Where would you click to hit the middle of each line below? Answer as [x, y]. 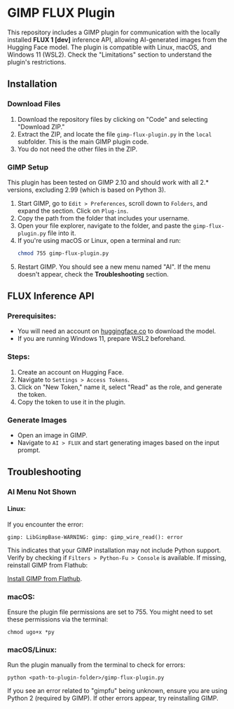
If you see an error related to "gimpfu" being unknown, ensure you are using [117, 691]
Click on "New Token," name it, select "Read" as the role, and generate [120, 387]
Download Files [34, 104]
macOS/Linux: [32, 650]
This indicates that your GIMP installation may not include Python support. [114, 550]
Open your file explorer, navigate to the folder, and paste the [104, 225]
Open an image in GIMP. [52, 435]
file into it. [62, 233]
